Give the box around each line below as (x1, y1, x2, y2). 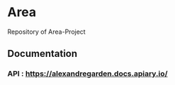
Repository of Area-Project (7, 27, 86, 36)
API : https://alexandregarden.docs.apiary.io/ (7, 69, 168, 79)
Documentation (7, 48, 78, 60)
